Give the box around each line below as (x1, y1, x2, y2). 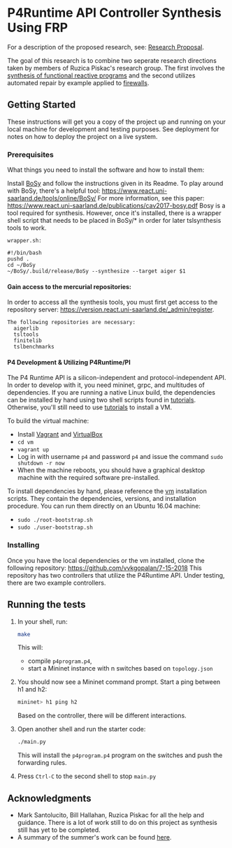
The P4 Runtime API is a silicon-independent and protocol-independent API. (7, 374, 226, 382)
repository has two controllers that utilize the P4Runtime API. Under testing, (7, 571, 225, 579)
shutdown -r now (17, 460, 65, 467)
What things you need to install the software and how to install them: (7, 166, 205, 174)
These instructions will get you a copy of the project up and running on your (7, 117, 226, 126)
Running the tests (7, 599, 86, 611)
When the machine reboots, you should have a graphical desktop (17, 466, 205, 474)
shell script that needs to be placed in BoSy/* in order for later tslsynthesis (7, 217, 222, 225)
